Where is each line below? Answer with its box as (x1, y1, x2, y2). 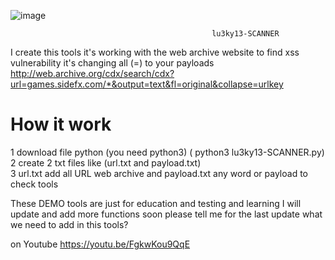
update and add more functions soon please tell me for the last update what (10, 208, 323, 220)
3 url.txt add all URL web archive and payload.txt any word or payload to (10, 167, 308, 179)
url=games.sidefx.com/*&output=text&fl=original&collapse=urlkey (10, 78, 284, 90)
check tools (10, 178, 59, 190)
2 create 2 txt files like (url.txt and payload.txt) (10, 156, 202, 169)
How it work (10, 113, 112, 136)
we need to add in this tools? (10, 218, 129, 230)
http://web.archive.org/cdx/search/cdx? (10, 68, 175, 79)
